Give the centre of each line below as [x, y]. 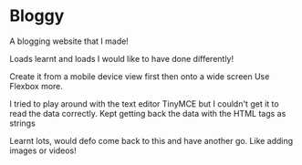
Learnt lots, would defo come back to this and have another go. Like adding [151, 140]
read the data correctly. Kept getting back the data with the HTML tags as [148, 113]
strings [23, 123]
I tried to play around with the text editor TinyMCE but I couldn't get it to [145, 103]
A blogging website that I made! [69, 41]
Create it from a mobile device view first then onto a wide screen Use [140, 76]
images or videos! [43, 150]
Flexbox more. [36, 86]
